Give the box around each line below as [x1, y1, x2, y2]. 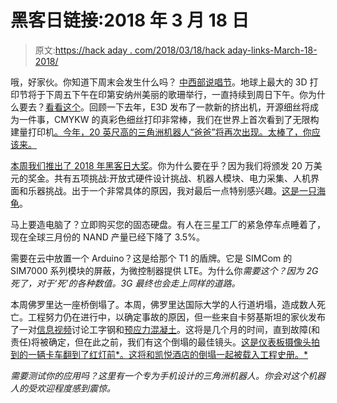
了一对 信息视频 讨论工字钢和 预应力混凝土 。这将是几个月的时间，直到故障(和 [10, 323, 321, 335]
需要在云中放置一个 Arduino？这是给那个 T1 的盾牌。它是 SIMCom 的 [10, 252, 293, 264]
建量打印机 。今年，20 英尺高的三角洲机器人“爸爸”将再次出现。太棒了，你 [10, 126, 312, 138]
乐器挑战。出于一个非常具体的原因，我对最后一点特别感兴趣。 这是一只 [27, 184, 317, 196]
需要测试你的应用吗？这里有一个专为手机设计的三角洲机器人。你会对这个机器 [10, 369, 326, 381]
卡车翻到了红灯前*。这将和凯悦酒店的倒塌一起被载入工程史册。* [44, 348, 309, 360]
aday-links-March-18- [227, 44, 318, 56]
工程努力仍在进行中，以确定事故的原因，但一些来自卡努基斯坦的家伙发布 [27, 311, 326, 323]
